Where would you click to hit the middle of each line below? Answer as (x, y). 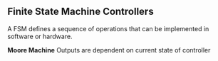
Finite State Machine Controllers (81, 12)
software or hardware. (40, 36)
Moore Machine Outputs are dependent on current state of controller (109, 50)
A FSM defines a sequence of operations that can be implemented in (108, 28)
